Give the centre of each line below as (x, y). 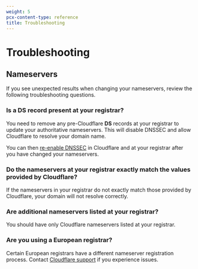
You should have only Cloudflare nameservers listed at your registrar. (91, 225)
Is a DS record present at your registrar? (65, 110)
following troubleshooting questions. (51, 95)
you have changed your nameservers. (53, 154)
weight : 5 (18, 12)
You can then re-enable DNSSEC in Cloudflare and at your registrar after (95, 147)
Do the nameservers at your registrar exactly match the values (98, 169)
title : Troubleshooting (36, 23)
